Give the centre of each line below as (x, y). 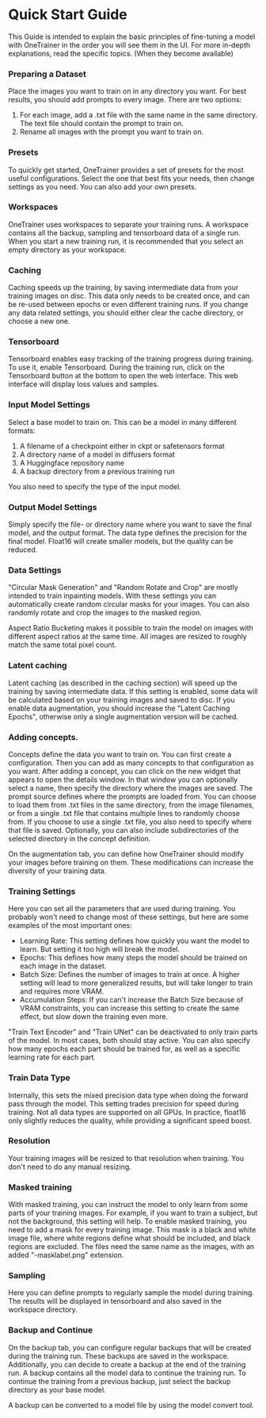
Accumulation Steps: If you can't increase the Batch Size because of (131, 1000)
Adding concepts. (44, 737)
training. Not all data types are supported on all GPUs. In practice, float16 (127, 1112)
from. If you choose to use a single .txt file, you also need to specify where (130, 822)
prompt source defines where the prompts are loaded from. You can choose (132, 796)
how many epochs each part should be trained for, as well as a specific (124, 1049)
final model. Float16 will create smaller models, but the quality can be (121, 542)
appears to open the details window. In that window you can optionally (123, 780)
